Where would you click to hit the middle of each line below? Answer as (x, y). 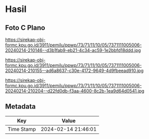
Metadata (20, 107)
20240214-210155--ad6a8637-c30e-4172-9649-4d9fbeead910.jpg (74, 70)
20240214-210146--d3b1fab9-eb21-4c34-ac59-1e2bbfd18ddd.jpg (73, 50)
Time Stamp (22, 129)
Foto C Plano (25, 28)
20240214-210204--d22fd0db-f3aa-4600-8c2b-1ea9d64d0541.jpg (75, 91)
